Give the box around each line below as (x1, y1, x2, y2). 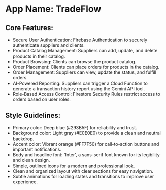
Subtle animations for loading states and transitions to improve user (12, 173, 154, 179)
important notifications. (12, 146, 62, 152)
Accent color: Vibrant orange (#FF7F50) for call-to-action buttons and (12, 141, 159, 147)
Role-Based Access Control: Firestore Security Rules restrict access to (12, 91, 161, 97)
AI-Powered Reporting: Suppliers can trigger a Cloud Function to (12, 80, 148, 86)
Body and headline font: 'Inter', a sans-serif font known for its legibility (12, 151, 160, 158)
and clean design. (12, 157, 50, 163)
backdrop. (12, 135, 35, 142)
